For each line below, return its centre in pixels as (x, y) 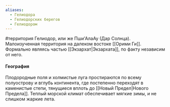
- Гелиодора (23, 15)
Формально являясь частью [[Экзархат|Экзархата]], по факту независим (85, 49)
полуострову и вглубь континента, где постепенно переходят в (74, 83)
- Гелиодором (24, 24)
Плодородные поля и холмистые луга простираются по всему (73, 78)
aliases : (15, 10)
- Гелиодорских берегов (35, 19)
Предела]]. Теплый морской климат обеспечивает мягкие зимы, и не (81, 94)
